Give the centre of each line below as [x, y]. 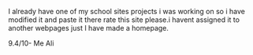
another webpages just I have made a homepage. [89, 28]
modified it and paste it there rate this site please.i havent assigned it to [124, 20]
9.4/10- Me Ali [31, 43]
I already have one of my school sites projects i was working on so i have [127, 11]
